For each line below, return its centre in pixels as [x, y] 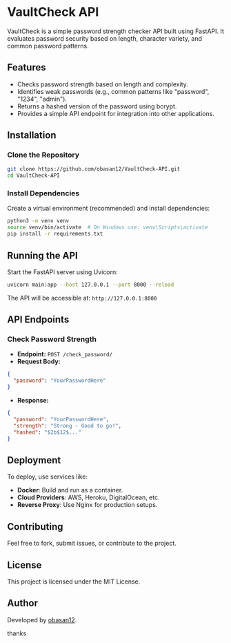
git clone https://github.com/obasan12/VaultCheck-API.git [94, 169]
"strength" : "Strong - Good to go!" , [68, 425]
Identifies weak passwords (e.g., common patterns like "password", [113, 91]
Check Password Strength [52, 339]
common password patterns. [48, 46]
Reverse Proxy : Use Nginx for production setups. [87, 505]
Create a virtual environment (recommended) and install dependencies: [109, 209]
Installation [32, 135]
